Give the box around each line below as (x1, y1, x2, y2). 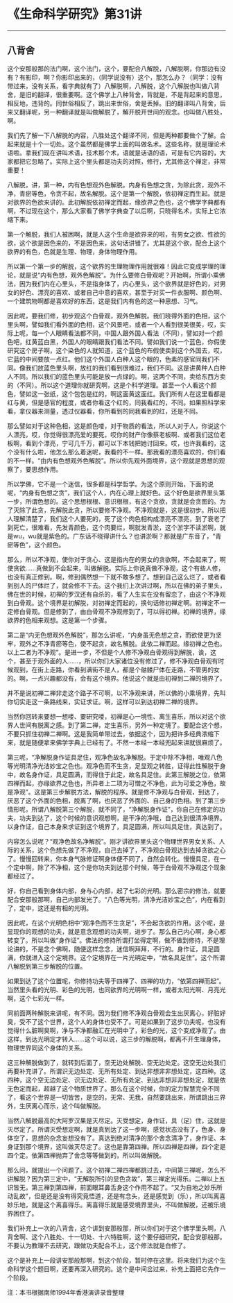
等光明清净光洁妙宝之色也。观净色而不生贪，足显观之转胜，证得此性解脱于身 (7, 761, 226, 770)
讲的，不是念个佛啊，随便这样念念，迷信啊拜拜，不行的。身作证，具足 (12, 944, 214, 953)
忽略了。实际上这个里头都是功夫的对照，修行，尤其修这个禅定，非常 (31, 157, 226, 165)
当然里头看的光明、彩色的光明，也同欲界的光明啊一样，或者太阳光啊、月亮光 (7, 985, 226, 994)
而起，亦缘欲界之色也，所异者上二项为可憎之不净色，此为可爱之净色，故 (19, 778, 226, 787)
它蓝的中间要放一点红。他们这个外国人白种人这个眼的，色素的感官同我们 (7, 355, 214, 363)
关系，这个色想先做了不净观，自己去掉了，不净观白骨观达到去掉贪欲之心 (19, 846, 226, 854)
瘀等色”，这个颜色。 (7, 540, 65, 549)
